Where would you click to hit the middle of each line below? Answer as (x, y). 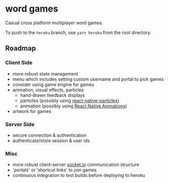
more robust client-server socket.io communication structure (76, 165)
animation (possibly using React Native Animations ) (73, 106)
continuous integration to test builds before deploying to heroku (79, 175)
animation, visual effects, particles (48, 90)
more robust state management (45, 74)
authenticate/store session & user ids (51, 140)
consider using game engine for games (53, 84)
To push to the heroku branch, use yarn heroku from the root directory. (78, 32)
